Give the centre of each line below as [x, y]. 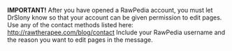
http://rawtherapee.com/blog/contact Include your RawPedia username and [116, 32]
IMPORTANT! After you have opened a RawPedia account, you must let [110, 10]
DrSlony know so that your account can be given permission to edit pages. [115, 17]
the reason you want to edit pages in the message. [80, 40]
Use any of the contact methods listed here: [71, 25]
